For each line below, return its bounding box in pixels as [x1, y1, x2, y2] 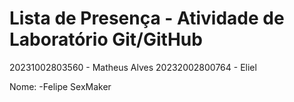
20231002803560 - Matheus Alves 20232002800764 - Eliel [9, 61, 257, 73]
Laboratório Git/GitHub [9, 28, 203, 51]
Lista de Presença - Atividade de [9, 7, 285, 30]
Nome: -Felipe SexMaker [9, 80, 112, 92]
